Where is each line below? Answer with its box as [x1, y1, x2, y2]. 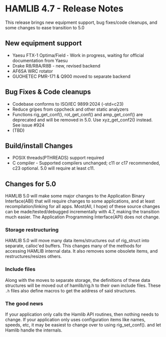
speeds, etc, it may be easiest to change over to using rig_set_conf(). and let [5, 322, 161, 328]
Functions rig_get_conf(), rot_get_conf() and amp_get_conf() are [12, 111, 143, 117]
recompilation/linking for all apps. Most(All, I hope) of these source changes [5, 203, 160, 209]
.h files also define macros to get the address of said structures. [5, 287, 136, 293]
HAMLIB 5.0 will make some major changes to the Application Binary [5, 193, 145, 199]
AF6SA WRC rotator [12, 68, 54, 74]
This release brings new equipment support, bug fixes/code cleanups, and [5, 19, 158, 25]
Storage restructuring [5, 226, 58, 233]
